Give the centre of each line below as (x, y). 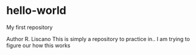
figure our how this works (39, 45)
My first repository (30, 27)
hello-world (37, 11)
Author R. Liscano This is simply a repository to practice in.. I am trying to (98, 39)
